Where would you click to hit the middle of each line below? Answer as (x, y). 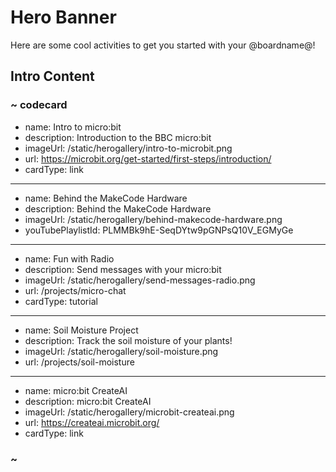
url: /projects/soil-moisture (79, 362)
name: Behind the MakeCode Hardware (106, 198)
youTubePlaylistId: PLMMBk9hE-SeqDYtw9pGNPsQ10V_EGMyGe (159, 230)
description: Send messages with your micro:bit (123, 269)
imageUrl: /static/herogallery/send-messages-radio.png (140, 280)
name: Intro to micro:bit (73, 127)
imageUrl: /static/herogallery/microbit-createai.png (129, 412)
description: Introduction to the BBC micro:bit (118, 137)
